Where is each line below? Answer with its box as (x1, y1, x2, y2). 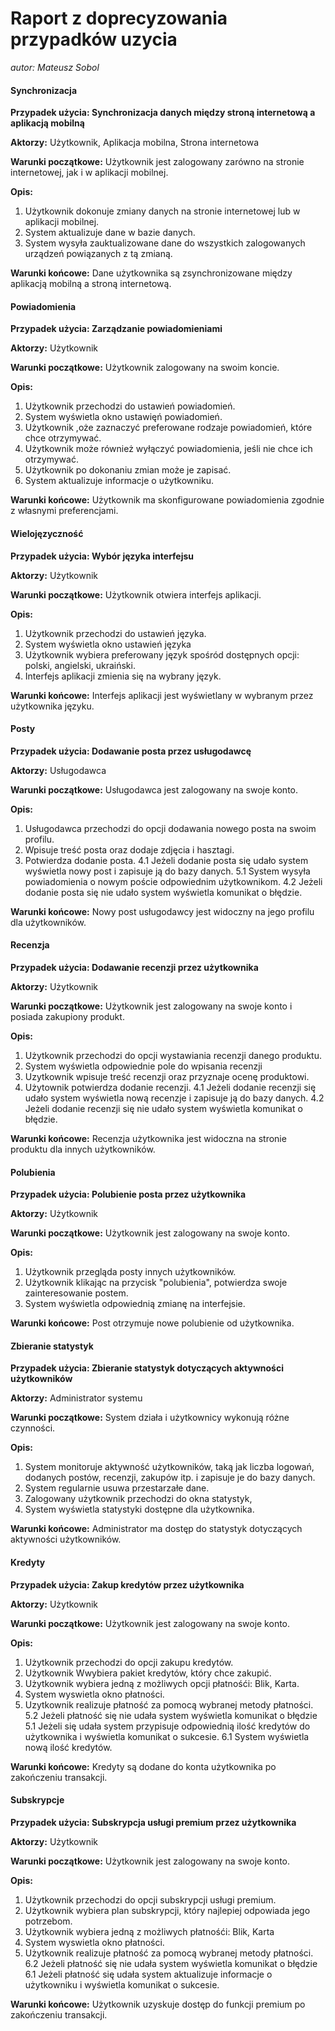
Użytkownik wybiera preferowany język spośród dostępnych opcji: (24, 648, 300, 661)
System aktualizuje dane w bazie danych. (24, 227, 196, 239)
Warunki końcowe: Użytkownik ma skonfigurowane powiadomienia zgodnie (10, 494, 325, 506)
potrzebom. (24, 1915, 73, 1927)
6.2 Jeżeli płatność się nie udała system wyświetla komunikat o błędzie (24, 1957, 318, 1969)
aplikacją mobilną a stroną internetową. (10, 278, 172, 290)
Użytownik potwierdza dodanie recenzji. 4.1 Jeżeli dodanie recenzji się (24, 1081, 317, 1093)
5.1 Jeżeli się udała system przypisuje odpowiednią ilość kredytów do (24, 1720, 311, 1732)
